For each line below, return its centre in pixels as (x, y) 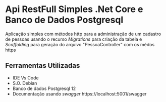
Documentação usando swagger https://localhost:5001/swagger (79, 93)
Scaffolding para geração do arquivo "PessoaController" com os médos (80, 44)
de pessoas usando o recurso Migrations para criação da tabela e (74, 39)
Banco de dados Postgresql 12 (44, 88)
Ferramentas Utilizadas (43, 66)
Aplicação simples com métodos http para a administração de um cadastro (83, 34)
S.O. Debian (25, 83)
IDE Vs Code (25, 78)
